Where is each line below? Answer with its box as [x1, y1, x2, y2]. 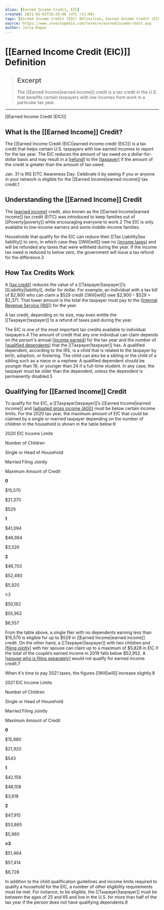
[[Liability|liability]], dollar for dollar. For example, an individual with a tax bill [5, 287, 158, 292]
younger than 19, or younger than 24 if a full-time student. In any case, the [5, 363, 155, 369]
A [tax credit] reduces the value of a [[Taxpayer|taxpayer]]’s [5, 282, 126, 288]
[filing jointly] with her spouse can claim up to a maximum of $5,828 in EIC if [5, 645, 159, 651]
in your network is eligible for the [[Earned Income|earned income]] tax [5, 176, 148, 182]
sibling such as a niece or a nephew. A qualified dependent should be [5, 357, 145, 363]
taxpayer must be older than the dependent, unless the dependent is [5, 368, 143, 374]
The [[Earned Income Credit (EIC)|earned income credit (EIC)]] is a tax [5, 140, 146, 147]
